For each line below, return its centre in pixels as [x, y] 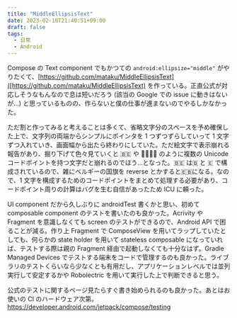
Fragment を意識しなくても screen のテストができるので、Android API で [114, 222]
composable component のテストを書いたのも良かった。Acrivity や [105, 213]
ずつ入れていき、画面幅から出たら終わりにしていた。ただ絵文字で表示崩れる [118, 145]
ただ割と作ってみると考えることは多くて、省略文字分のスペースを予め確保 [115, 127]
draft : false [27, 27]
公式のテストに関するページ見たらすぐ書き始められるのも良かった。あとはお [119, 290]
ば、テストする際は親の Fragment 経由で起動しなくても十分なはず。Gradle [116, 248]
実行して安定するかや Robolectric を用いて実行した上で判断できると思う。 [115, 275]
